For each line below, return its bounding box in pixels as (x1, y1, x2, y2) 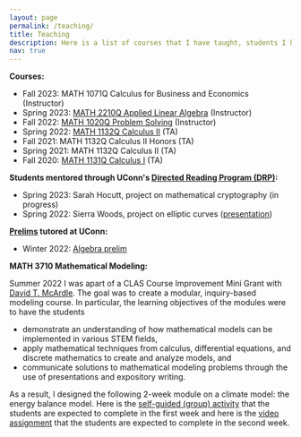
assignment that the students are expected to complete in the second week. (9, 417, 290, 428)
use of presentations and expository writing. (21, 372, 186, 382)
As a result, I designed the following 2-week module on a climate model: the (9, 389, 289, 399)
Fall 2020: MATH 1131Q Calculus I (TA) (21, 155, 164, 166)
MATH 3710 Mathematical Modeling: (9, 261, 148, 271)
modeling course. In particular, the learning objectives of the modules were (9, 297, 287, 308)
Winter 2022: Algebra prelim (21, 244, 127, 254)
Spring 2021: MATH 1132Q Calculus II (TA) (21, 145, 177, 157)
